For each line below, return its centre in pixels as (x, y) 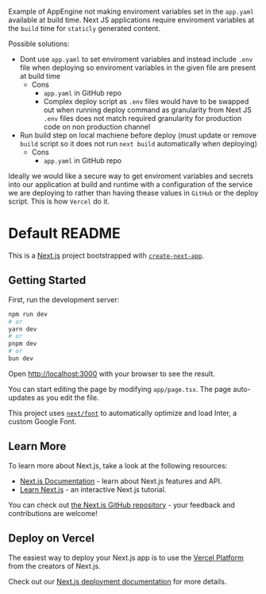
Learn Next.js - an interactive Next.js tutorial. (93, 489)
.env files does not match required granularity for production (143, 118)
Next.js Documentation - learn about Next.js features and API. (121, 481)
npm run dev (28, 314)
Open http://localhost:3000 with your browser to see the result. (112, 374)
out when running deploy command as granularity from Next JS (147, 110)
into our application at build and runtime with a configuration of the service (131, 184)
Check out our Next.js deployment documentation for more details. (118, 581)
